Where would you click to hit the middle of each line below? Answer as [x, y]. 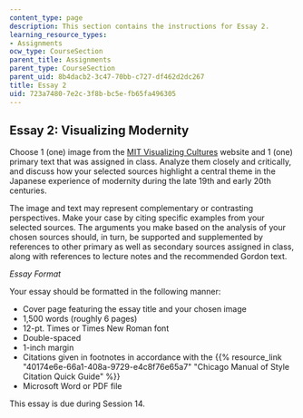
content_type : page [46, 18]
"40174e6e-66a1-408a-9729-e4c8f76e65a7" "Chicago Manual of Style [156, 367]
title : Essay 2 [38, 85]
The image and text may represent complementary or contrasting [132, 209]
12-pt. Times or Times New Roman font [96, 328]
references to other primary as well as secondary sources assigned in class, [152, 247]
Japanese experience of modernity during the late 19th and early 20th [141, 181]
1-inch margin [48, 348]
